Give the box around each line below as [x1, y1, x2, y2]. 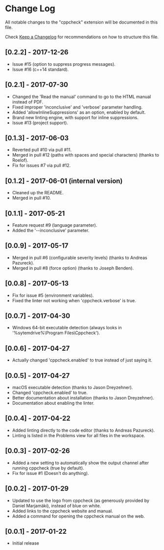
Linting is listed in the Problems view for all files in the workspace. [12, 432, 145, 438]
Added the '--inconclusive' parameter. [12, 228, 90, 233]
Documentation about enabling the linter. [12, 400, 94, 406]
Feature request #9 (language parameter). [12, 222, 97, 228]
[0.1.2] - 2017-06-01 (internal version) [5, 177, 123, 185]
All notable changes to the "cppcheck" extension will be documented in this [5, 19, 158, 25]
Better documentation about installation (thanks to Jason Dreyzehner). [12, 395, 154, 401]
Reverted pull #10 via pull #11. [12, 147, 72, 153]
